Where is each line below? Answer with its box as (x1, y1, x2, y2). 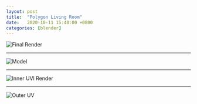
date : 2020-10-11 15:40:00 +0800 (6, 19, 93, 25)
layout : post (6, 8, 38, 15)
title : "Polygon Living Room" (6, 14, 83, 20)
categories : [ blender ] (6, 25, 62, 31)
